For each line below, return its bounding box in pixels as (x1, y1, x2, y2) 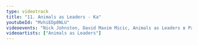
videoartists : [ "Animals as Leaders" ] (6, 30, 101, 36)
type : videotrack (6, 8, 49, 15)
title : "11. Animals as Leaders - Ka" (6, 14, 101, 20)
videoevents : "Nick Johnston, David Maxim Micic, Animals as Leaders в (6, 25, 186, 31)
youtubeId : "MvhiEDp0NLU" (6, 19, 70, 25)
